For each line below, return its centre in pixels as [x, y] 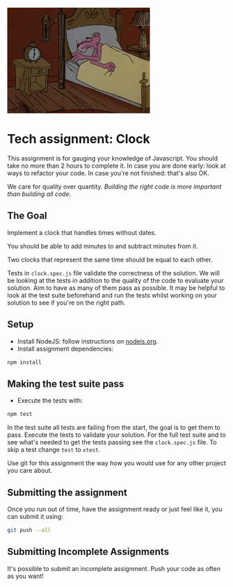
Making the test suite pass [66, 384]
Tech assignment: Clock [79, 139]
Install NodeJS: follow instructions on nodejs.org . [88, 341]
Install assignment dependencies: [65, 348]
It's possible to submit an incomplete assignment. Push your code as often [114, 568]
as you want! [25, 576]
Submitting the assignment [67, 492]
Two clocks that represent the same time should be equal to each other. [110, 259]
